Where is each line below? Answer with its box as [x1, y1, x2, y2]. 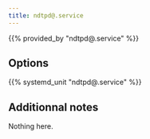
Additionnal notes [8, 100, 99, 114]
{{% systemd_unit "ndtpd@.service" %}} [8, 77, 142, 87]
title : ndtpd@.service [8, 11, 84, 20]
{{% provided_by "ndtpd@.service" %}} [8, 33, 140, 43]
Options [8, 56, 49, 70]
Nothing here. [8, 122, 53, 131]
